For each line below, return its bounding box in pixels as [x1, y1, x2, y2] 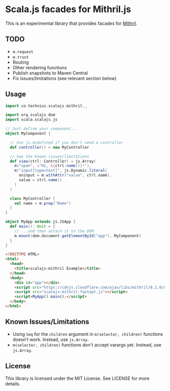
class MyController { [10, 196, 56, 201]
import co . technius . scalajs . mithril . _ [5, 103, 87, 108]
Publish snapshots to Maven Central [12, 70, 88, 76]
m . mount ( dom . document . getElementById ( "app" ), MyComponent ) [14, 233, 142, 238]
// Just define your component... [5, 126, 78, 132]
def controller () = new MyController [10, 145, 90, 150]
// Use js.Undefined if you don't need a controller [10, 140, 123, 145]
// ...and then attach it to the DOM [14, 229, 94, 234]
